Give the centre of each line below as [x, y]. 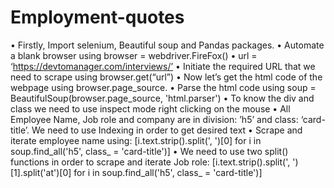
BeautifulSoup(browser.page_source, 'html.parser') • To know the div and [162, 98]
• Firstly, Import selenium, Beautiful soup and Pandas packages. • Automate [167, 45]
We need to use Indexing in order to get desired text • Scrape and [167, 130]
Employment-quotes [97, 17]
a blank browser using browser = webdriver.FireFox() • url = [134, 55]
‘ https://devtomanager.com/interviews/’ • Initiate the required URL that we [163, 66]
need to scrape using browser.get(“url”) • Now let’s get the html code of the [166, 77]
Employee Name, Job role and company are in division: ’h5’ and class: [154, 119]
